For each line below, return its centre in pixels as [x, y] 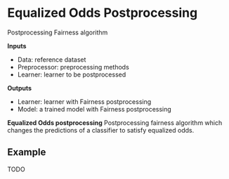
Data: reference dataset [52, 59]
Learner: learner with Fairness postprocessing [84, 101]
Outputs [20, 88]
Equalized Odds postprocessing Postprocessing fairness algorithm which [115, 122]
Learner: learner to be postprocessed [72, 74]
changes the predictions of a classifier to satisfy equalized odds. [101, 130]
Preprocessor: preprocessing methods [73, 67]
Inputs [17, 46]
